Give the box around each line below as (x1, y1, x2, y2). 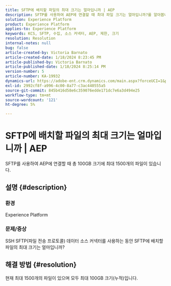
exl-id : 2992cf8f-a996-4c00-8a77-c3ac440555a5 (5, 83, 106, 88)
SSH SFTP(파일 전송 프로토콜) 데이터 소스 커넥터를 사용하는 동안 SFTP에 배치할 (5, 238, 164, 244)
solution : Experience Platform (5, 17, 72, 22)
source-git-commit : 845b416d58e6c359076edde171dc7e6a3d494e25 (5, 88, 140, 93)
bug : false (5, 45, 28, 50)
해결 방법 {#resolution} (5, 261, 77, 269)
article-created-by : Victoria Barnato (5, 50, 88, 55)
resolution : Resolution (5, 36, 56, 41)
